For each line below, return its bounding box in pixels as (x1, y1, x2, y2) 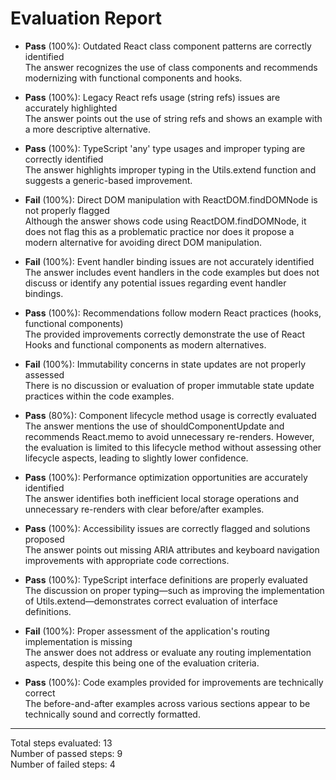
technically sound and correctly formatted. (24, 708, 201, 720)
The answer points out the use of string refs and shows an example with (24, 112, 323, 124)
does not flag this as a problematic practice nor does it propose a (24, 225, 295, 237)
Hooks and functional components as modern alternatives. (24, 338, 267, 351)
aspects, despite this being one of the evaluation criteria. (24, 657, 260, 669)
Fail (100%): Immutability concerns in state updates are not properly (24, 358, 307, 370)
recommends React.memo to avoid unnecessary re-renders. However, (24, 430, 315, 442)
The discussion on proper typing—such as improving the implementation (24, 584, 325, 596)
